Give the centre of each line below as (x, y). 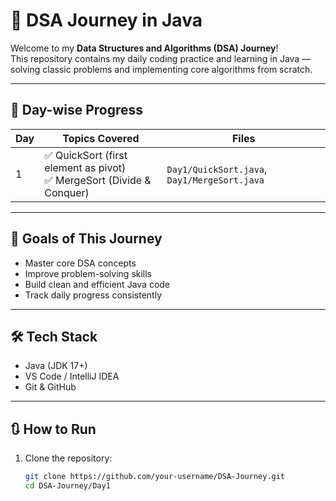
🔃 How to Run (53, 429)
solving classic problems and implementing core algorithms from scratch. (161, 69)
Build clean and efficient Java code (97, 284)
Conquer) (67, 192)
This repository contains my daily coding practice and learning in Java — (161, 58)
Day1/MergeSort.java (215, 180)
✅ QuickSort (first (86, 155)
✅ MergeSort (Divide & (98, 180)
